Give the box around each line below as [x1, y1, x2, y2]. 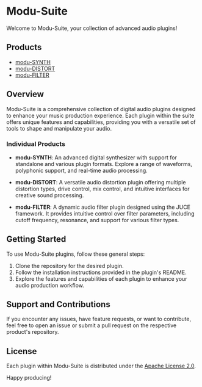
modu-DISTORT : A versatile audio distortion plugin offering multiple [15, 178, 186, 186]
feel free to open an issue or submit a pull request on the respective [6, 322, 177, 329]
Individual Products [6, 140, 66, 148]
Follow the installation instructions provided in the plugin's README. [15, 269, 187, 276]
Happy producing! [6, 374, 52, 382]
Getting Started [6, 234, 67, 245]
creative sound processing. [15, 191, 84, 199]
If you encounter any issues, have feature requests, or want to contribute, [6, 316, 191, 323]
